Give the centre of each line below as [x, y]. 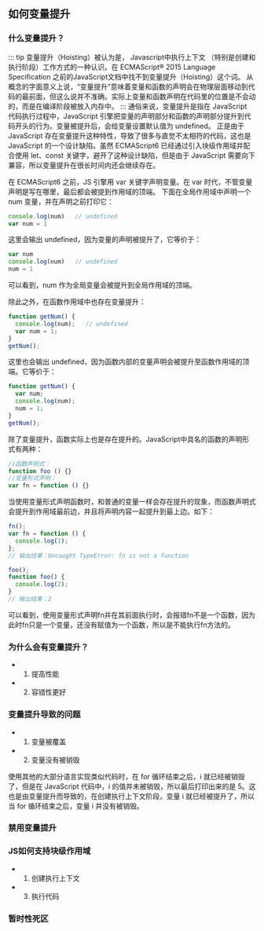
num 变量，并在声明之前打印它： [61, 201]
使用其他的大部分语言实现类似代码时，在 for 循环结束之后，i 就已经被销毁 [126, 776]
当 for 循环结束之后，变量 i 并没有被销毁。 [76, 806]
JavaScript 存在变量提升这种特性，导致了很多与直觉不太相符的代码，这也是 [130, 135]
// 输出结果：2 [30, 599]
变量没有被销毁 [55, 760]
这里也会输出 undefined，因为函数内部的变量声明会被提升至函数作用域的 [125, 362]
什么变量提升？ [37, 38]
